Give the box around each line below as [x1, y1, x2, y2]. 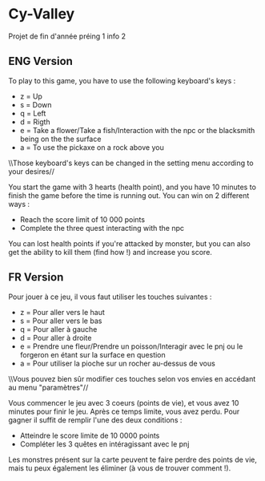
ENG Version [8, 55, 74, 68]
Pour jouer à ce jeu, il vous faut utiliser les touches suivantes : [8, 292, 212, 301]
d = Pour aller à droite [19, 333, 92, 342]
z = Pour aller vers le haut [19, 307, 106, 317]
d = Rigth [19, 117, 50, 127]
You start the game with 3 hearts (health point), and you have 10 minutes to [8, 182, 256, 192]
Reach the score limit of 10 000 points [19, 214, 146, 224]
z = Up [19, 91, 42, 101]
